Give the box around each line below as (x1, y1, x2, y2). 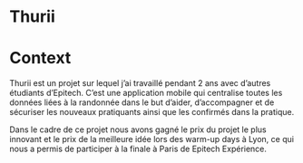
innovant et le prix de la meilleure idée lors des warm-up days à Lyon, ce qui (9, 134, 295, 145)
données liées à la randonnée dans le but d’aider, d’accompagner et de (9, 97, 275, 108)
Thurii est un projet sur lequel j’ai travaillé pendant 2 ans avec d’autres (9, 78, 271, 89)
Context (9, 48, 72, 69)
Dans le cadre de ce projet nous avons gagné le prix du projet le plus (9, 124, 267, 135)
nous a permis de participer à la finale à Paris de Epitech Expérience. (9, 143, 268, 155)
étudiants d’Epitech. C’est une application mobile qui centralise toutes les (9, 88, 283, 99)
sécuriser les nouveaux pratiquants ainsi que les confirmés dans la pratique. (9, 107, 295, 118)
